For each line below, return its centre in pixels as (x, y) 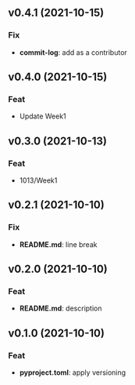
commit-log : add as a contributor (73, 52)
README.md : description (60, 308)
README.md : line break (58, 244)
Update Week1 (43, 116)
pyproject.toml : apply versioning (73, 372)
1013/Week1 (38, 180)
